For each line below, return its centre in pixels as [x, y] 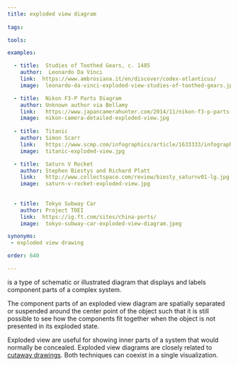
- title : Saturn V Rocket [53, 164]
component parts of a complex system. [64, 289]
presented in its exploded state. [53, 326]
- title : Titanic [41, 131]
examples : [22, 53]
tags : [15, 27]
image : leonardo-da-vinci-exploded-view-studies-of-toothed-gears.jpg [128, 85]
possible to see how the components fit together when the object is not [112, 318]
